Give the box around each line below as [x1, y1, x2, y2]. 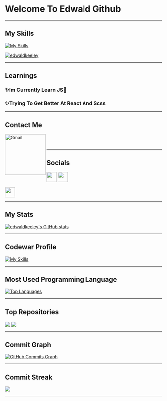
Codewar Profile [5, 243, 57, 251]
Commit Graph [5, 340, 51, 349]
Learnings [5, 71, 37, 80]
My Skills [5, 29, 34, 38]
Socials [46, 158, 70, 167]
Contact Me [5, 121, 42, 129]
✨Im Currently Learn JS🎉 [5, 86, 67, 93]
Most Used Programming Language [5, 275, 117, 284]
